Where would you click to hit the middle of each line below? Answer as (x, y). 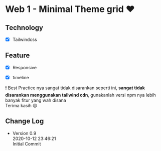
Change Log (25, 121)
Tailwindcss (25, 39)
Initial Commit (27, 144)
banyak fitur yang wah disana (36, 100)
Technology (24, 28)
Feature (18, 56)
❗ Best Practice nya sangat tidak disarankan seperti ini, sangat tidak (75, 88)
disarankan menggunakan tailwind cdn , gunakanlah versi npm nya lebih (81, 95)
